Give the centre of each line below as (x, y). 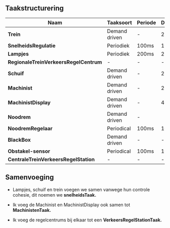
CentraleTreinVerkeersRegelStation (51, 159)
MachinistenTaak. (32, 210)
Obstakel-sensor (29, 151)
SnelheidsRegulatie (32, 45)
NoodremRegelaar (30, 128)
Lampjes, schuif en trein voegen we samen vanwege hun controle (81, 190)
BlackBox (19, 140)
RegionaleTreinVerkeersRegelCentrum (55, 62)
